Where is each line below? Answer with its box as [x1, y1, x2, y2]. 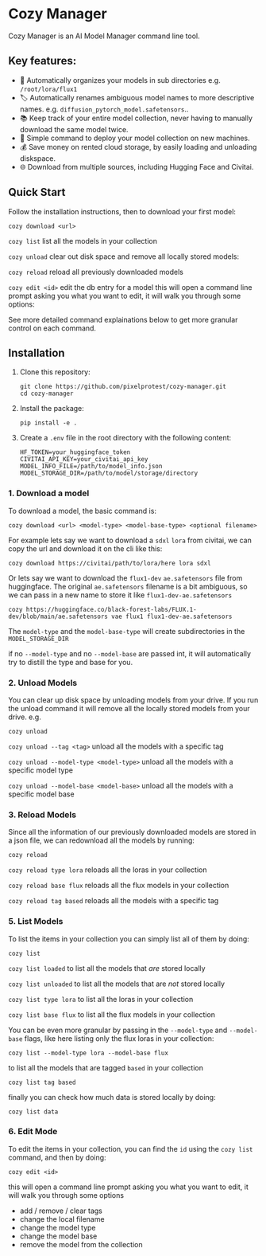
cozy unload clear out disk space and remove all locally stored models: [8, 252, 240, 261]
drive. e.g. [8, 712, 41, 722]
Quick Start [8, 186, 66, 199]
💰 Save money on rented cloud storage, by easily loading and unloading [19, 142, 257, 151]
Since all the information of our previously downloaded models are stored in [8, 828, 256, 837]
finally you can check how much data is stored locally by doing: [8, 1092, 216, 1101]
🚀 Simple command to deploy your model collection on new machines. [19, 133, 250, 143]
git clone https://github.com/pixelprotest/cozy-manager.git [19, 383, 227, 391]
